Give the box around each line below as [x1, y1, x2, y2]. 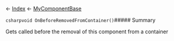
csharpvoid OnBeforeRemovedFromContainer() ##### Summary [5, 17, 156, 23]
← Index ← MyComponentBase [5, 5, 82, 12]
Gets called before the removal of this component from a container [5, 28, 169, 35]
